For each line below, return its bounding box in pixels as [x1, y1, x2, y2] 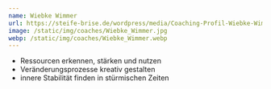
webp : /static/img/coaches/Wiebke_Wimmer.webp [8, 34, 168, 42]
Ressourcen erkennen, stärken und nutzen [19, 56, 162, 66]
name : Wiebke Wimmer [8, 11, 78, 20]
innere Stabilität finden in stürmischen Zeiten [19, 73, 169, 83]
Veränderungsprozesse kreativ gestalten [19, 65, 156, 75]
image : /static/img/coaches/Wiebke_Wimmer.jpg [8, 26, 168, 34]
